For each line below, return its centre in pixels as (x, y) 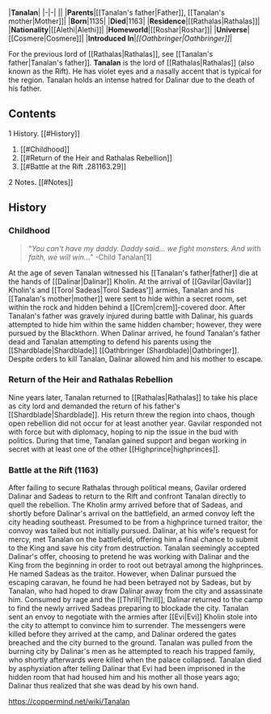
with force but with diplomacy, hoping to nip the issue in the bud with (123, 432)
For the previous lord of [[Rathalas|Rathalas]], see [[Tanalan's (111, 54)
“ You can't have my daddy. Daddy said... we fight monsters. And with (144, 248)
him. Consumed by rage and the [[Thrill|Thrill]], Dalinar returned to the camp (135, 600)
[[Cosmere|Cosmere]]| (46, 38)
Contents (32, 114)
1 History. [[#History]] (44, 133)
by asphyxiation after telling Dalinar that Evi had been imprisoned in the (127, 669)
